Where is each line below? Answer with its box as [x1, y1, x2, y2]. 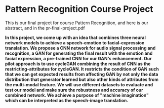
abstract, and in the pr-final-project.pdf [5, 25, 85, 31]
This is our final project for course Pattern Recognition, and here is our [5, 20, 149, 26]
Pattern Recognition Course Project [5, 3, 154, 15]
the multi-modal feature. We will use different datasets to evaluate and [5, 81, 153, 87]
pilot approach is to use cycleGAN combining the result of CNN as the [5, 61, 151, 67]
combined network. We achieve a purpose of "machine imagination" [5, 92, 149, 98]
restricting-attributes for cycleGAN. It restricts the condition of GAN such [5, 66, 159, 72]
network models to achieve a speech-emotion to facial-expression [5, 39, 145, 45]
